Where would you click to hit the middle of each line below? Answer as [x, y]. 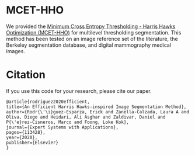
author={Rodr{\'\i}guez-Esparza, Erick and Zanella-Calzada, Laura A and [98, 112]
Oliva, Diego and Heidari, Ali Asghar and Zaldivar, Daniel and [86, 117]
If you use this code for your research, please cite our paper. [79, 91]
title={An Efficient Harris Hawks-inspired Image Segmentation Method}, [96, 107]
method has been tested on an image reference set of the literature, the [92, 39]
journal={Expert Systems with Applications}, [62, 127]
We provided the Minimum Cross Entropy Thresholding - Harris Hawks [91, 26]
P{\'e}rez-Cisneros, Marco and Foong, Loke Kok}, [68, 122]
